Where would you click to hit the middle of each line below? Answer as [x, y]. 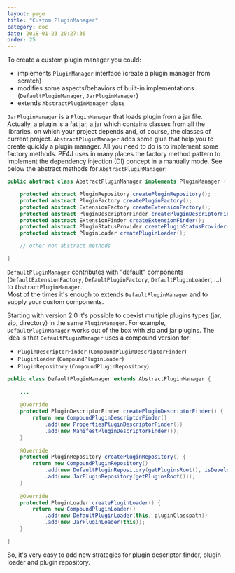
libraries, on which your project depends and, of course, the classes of [109, 132]
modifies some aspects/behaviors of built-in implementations [106, 88]
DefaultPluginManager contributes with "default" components [95, 272]
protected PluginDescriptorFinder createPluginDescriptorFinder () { [122, 412]
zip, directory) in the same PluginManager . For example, [87, 322]
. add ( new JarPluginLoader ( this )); [95, 523]
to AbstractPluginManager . [45, 286]
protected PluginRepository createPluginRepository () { [103, 457]
